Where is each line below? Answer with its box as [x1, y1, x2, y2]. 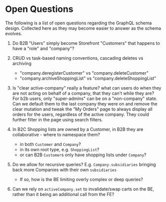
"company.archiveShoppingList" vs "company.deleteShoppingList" [19, 75, 157, 81]
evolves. [5, 30, 22, 36]
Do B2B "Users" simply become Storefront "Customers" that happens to [12, 40, 160, 46]
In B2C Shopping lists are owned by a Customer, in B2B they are [12, 126, 144, 132]
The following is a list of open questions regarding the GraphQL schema [5, 20, 152, 26]
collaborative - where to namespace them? [12, 131, 100, 137]
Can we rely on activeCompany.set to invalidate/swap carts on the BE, [12, 186, 155, 192]
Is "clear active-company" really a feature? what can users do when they [12, 85, 162, 91]
